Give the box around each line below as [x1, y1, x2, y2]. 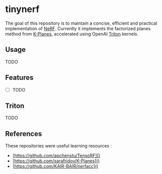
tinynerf [5, 4, 40, 15]
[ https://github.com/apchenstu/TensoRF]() [12, 152, 100, 159]
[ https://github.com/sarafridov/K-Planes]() [12, 158, 100, 164]
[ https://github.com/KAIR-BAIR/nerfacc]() [12, 163, 99, 169]
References [5, 129, 42, 138]
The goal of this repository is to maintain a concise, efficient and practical [5, 20, 157, 26]
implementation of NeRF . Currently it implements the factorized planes [5, 25, 151, 31]
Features [5, 73, 34, 82]
